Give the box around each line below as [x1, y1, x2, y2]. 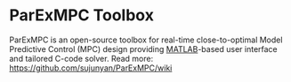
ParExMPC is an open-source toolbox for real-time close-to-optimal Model [9, 34, 283, 45]
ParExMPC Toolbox [9, 5, 154, 26]
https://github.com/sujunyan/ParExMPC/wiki [9, 63, 173, 73]
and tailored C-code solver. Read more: [9, 53, 154, 63]
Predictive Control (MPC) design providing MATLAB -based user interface [9, 43, 278, 54]
